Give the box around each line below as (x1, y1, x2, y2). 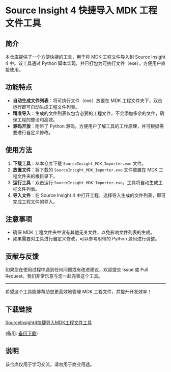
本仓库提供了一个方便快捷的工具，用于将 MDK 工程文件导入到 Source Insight (5, 54, 166, 60)
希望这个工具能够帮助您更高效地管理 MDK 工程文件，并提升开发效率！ (5, 289, 152, 295)
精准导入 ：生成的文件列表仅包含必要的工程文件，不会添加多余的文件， (12, 110, 160, 116)
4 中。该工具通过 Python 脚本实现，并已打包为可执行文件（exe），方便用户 (5, 60, 161, 66)
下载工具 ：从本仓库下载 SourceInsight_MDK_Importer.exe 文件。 (12, 160, 147, 166)
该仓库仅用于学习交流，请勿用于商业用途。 (5, 361, 95, 367)
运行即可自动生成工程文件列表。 (12, 104, 80, 110)
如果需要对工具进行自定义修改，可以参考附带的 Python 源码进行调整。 (12, 236, 160, 242)
